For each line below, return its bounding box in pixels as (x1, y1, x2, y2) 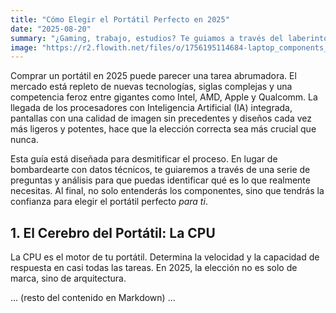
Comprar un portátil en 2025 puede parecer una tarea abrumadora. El (10, 70, 297, 82)
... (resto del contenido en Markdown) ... (10, 292, 176, 304)
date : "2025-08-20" (10, 24, 92, 34)
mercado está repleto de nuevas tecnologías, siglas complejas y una (10, 81, 293, 93)
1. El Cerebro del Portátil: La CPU (10, 224, 216, 241)
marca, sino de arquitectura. (10, 272, 127, 285)
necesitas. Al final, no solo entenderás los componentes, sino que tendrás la (10, 185, 325, 197)
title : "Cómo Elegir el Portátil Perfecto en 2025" (10, 14, 230, 25)
